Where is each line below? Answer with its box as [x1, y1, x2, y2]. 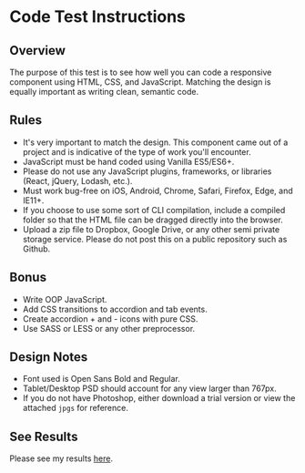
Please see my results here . [9, 453, 114, 464]
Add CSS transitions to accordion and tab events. [22, 303, 208, 314]
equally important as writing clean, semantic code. [9, 87, 198, 97]
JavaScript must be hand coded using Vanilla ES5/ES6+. [22, 156, 235, 167]
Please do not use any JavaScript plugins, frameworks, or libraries [22, 166, 272, 177]
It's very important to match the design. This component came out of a [22, 137, 289, 148]
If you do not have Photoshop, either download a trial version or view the [22, 393, 296, 404]
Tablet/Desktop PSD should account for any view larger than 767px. [22, 383, 278, 394]
